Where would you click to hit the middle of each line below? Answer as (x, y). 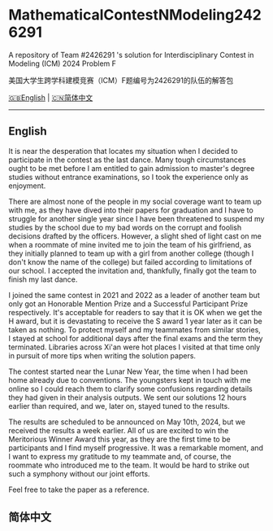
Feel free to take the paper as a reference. (79, 489)
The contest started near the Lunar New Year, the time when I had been (128, 371)
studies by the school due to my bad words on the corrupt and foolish (125, 227)
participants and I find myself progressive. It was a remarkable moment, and (136, 448)
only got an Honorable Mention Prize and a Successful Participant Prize (128, 304)
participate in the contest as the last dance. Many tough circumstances (127, 160)
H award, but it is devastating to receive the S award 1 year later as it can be (135, 321)
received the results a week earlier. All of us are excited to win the (119, 430)
